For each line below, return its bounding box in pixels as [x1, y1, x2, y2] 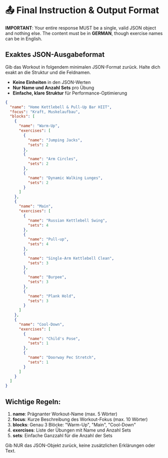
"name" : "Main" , [18, 204, 53, 209]
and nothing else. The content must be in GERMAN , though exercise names [5, 30, 163, 36]
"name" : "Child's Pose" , [27, 336, 80, 341]
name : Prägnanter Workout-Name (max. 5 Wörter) [12, 411, 118, 417]
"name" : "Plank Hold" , [27, 293, 76, 298]
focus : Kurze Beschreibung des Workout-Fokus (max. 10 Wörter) [12, 416, 148, 422]
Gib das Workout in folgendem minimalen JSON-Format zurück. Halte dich [5, 64, 160, 70]
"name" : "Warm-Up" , [18, 124, 60, 129]
